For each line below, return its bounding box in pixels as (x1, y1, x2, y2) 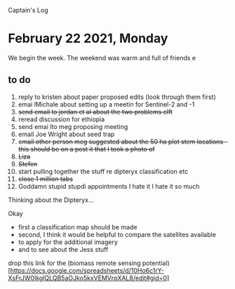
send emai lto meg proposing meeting (18, 122, 128, 130)
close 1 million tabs (18, 175, 73, 183)
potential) (142, 259, 170, 267)
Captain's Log (8, 6, 48, 14)
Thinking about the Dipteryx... (8, 196, 94, 204)
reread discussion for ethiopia (18, 115, 105, 123)
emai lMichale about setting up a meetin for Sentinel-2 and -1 (18, 100, 195, 108)
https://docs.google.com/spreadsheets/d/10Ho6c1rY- (10, 266, 164, 274)
